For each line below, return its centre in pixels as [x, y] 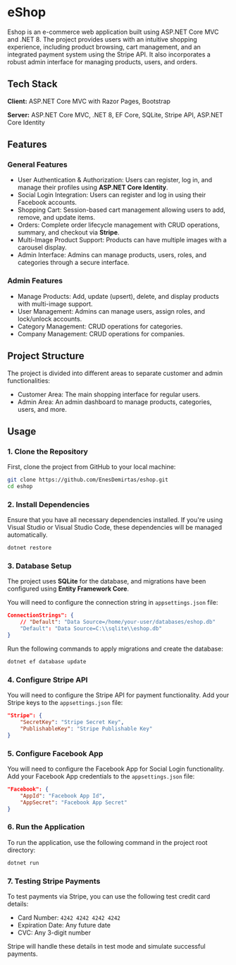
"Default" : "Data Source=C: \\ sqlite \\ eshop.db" [91, 629]
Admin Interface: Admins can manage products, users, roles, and [112, 255]
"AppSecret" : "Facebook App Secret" [74, 803]
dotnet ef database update [47, 661]
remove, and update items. [56, 218]
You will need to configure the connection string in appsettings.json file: [113, 603]
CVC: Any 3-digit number [54, 933]
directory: [21, 850]
